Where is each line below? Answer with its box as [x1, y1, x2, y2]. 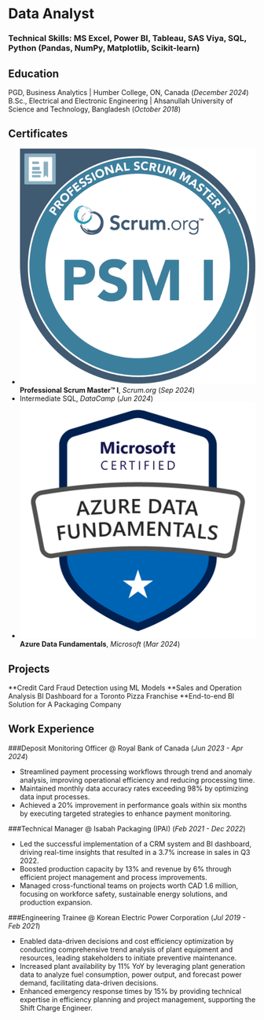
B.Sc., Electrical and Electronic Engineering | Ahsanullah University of [8, 96, 233, 105]
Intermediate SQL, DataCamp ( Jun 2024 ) [19, 394, 154, 403]
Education [8, 67, 60, 80]
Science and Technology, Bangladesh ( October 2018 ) [8, 104, 181, 114]
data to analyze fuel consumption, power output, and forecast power [19, 970, 242, 979]
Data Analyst [8, 5, 95, 23]
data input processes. [19, 791, 90, 802]
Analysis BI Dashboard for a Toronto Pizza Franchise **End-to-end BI [8, 691, 235, 700]
